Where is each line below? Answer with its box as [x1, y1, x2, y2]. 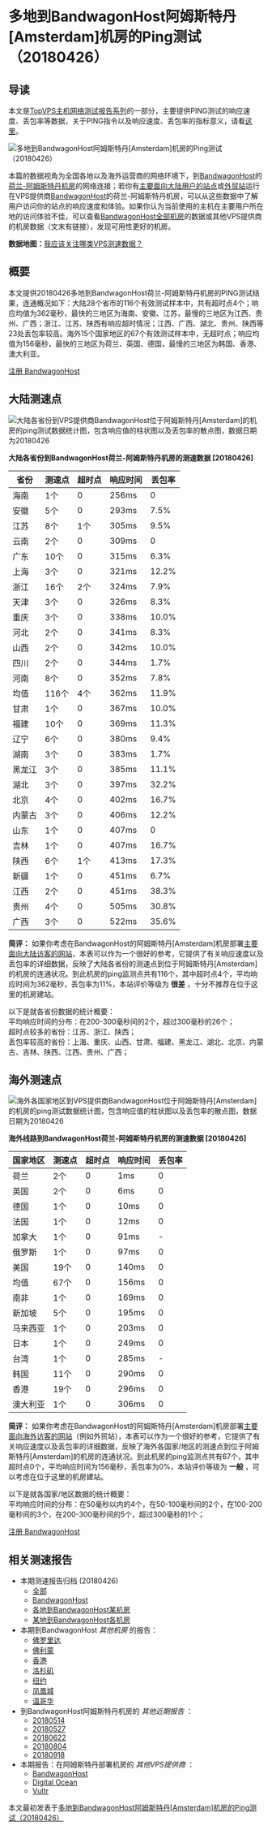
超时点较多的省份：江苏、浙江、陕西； [8, 1026, 136, 1036]
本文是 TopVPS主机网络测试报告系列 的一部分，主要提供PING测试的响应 [8, 106, 244, 115]
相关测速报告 [8, 1552, 73, 1567]
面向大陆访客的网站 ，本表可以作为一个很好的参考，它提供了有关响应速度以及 [8, 948, 264, 958]
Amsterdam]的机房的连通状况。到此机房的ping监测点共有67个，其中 [32, 1452, 260, 1461]
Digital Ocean [32, 1777, 79, 1787]
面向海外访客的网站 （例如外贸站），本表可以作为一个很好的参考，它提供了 [8, 1431, 253, 1441]
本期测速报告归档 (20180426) [19, 1576, 119, 1586]
